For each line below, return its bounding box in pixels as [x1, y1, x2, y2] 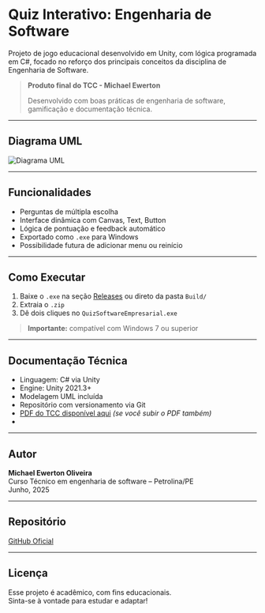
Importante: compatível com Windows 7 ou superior [27, 324, 199, 333]
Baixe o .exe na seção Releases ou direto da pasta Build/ [19, 291, 207, 301]
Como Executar [8, 270, 86, 284]
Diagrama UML [8, 134, 83, 148]
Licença [8, 566, 49, 580]
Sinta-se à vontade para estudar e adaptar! [8, 596, 148, 605]
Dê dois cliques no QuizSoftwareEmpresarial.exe [19, 308, 177, 318]
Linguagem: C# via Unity [19, 375, 100, 385]
